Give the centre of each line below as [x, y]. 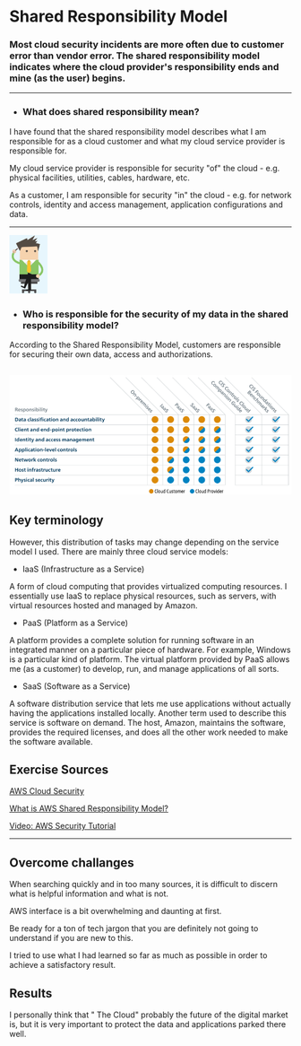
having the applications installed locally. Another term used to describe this [148, 713]
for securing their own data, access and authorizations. [111, 354]
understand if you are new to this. [71, 938]
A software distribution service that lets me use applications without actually [150, 703]
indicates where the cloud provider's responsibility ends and [144, 67]
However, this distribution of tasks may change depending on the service [144, 542]
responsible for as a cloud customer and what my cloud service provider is [147, 141]
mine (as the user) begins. [68, 78]
